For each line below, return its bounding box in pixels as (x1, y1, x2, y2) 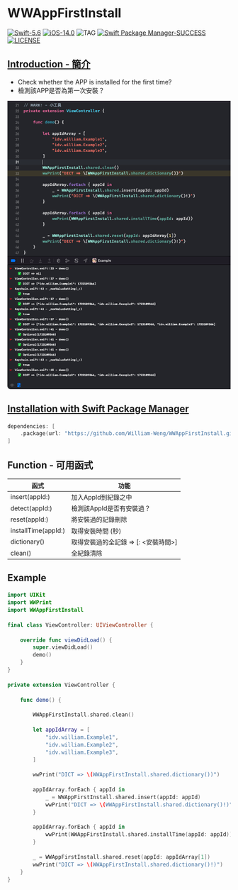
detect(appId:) (10, 504, 52, 512)
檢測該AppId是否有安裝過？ (71, 504, 151, 512)
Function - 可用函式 (7, 459, 93, 471)
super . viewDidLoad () (33, 644, 93, 651)
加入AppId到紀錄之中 (71, 493, 132, 501)
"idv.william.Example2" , (45, 741, 119, 748)
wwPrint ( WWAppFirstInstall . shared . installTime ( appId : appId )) (45, 831, 233, 838)
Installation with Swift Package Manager (7, 403, 189, 415)
